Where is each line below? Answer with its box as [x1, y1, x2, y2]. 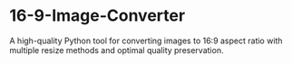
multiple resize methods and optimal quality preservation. [9, 44, 224, 55]
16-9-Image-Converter [9, 5, 186, 26]
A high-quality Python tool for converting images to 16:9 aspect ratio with [9, 35, 283, 46]
